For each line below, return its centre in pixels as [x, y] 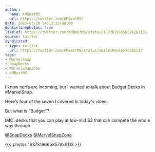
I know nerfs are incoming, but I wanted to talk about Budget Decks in [75, 87]
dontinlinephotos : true [29, 28]
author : [13, 9]
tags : [10, 55]
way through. [18, 125]
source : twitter [21, 37]
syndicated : [17, 41]
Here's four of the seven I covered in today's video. [57, 101]
